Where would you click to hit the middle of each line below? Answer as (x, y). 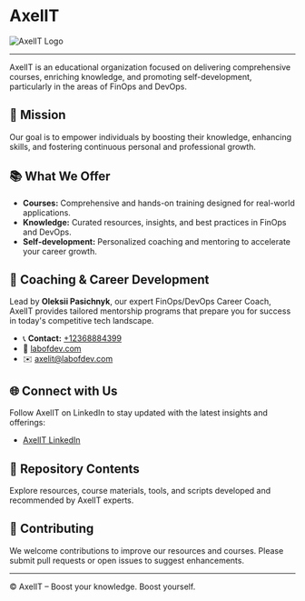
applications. (46, 212)
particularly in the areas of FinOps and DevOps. (98, 86)
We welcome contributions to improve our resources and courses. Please (147, 550)
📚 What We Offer (60, 177)
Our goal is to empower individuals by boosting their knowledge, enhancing (151, 136)
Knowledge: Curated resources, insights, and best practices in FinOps (154, 222)
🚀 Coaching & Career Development (109, 280)
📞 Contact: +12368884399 (72, 338)
